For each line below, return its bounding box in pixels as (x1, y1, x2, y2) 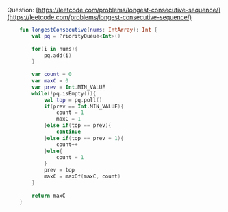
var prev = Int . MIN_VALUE (31, 84, 106, 91)
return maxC (31, 192, 66, 199)
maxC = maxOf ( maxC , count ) (43, 173, 121, 180)
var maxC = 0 (31, 78, 69, 84)
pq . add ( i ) (43, 51, 72, 59)
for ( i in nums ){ (31, 45, 78, 52)
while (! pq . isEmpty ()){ (31, 90, 97, 97)
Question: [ (7, 6, 39, 14)
